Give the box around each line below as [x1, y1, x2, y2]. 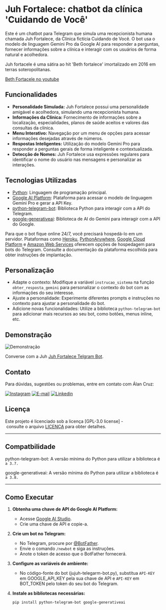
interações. [12, 161, 36, 167]
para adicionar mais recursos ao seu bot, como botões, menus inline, [12, 311, 153, 317]
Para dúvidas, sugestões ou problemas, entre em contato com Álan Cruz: [5, 381, 154, 387]
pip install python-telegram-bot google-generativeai [12, 600, 125, 605]
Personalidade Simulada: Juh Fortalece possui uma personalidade [12, 103, 149, 110]
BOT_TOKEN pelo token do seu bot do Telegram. [19, 581, 119, 587]
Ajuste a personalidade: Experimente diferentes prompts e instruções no [12, 295, 160, 301]
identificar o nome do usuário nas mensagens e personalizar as [12, 156, 142, 162]
